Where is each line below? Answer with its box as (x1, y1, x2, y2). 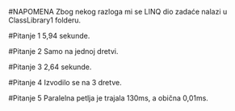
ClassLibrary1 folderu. (8, 15, 82, 25)
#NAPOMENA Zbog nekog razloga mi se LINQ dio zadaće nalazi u (8, 7, 228, 16)
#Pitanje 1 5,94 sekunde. (8, 31, 90, 40)
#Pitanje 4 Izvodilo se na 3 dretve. (8, 78, 123, 87)
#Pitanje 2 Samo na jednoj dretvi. (8, 47, 119, 55)
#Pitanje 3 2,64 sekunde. (8, 62, 92, 72)
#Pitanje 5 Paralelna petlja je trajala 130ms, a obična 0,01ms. (8, 93, 208, 103)
